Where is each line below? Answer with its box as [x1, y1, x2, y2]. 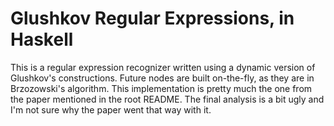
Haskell [10, 28, 74, 51]
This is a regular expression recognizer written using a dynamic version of [10, 61, 316, 73]
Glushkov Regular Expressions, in [10, 7, 295, 30]
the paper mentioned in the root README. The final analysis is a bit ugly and [10, 93, 325, 105]
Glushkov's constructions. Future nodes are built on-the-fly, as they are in [10, 72, 315, 84]
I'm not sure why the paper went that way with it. [10, 103, 212, 116]
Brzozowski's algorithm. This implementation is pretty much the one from [10, 82, 313, 94]
